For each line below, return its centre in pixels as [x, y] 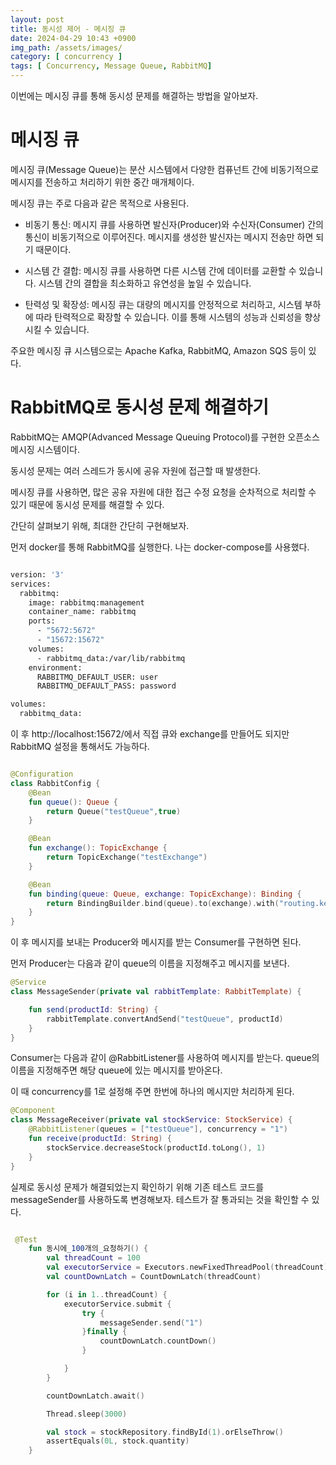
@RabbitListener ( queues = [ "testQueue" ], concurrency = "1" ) [158, 1129]
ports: [42, 621]
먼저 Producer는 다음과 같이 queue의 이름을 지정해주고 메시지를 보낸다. [150, 963]
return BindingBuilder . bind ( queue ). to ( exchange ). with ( [163, 903]
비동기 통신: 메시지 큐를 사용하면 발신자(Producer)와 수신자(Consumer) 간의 [174, 224]
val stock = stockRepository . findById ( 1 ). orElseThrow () [165, 1432]
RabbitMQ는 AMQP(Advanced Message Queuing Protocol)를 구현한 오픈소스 [165, 437]
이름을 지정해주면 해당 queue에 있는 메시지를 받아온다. [116, 1070]
